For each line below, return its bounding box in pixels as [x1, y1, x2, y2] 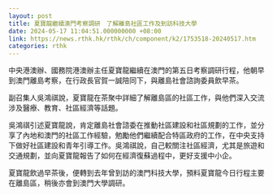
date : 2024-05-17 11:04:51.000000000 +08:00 [8, 27, 162, 35]
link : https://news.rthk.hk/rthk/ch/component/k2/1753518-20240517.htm [8, 34, 256, 43]
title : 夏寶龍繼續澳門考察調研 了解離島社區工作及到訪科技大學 [8, 19, 197, 28]
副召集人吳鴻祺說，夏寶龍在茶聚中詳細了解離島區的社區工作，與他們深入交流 [8, 93, 265, 102]
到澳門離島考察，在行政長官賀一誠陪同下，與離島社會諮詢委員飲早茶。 [8, 76, 244, 85]
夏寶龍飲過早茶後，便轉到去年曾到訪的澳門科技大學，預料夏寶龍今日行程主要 [8, 168, 265, 178]
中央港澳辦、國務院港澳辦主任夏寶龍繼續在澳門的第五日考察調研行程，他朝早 [8, 66, 265, 76]
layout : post [8, 11, 53, 20]
